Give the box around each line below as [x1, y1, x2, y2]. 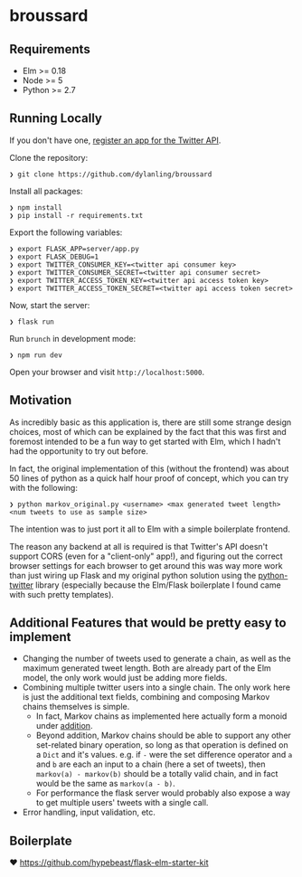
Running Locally [9, 110, 102, 127]
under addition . [35, 721, 93, 731]
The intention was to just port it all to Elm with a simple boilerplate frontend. [9, 523, 291, 534]
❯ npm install [9, 203, 63, 212]
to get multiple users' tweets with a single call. [35, 797, 209, 808]
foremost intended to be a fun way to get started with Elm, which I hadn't [9, 436, 281, 447]
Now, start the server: [9, 299, 90, 310]
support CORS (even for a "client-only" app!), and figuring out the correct [9, 551, 283, 561]
